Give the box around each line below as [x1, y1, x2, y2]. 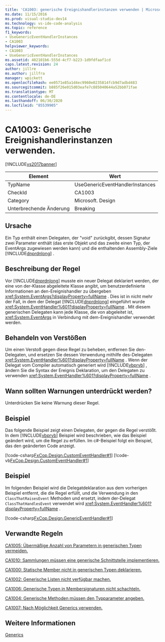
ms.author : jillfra [5, 71, 45, 76]
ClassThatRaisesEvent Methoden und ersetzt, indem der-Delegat [5, 495, 136, 501]
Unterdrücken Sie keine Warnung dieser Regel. [5, 400, 100, 406]
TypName [7, 181, 30, 188]
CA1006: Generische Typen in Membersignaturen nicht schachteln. [5, 586, 141, 591]
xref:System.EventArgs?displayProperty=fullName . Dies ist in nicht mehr [5, 293, 153, 299]
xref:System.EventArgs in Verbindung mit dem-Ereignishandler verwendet [5, 314, 155, 320]
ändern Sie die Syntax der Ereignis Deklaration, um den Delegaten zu [5, 368, 145, 374]
